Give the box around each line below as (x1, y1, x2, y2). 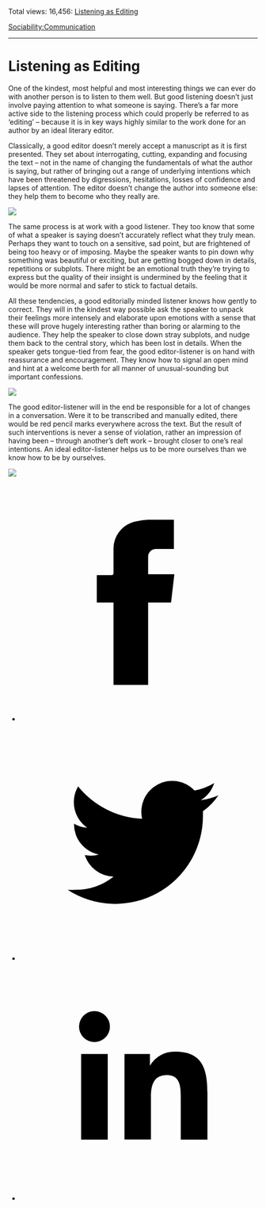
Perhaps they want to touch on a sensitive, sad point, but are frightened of (8, 238, 251, 248)
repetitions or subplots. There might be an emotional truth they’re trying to (8, 263, 250, 273)
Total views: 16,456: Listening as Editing (8, 7, 139, 16)
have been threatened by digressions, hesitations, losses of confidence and (8, 174, 256, 184)
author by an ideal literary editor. (8, 125, 115, 135)
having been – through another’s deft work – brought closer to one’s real (8, 435, 243, 445)
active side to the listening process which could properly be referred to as (8, 109, 249, 118)
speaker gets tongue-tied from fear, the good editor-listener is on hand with (8, 347, 256, 356)
